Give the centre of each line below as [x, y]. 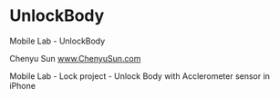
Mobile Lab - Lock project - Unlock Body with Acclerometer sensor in [140, 76]
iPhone [23, 85]
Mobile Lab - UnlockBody [57, 41]
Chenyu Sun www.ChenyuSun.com [75, 58]
